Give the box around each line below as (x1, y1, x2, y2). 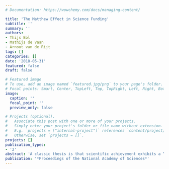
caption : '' (10, 96, 35, 101)
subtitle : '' (5, 21, 33, 26)
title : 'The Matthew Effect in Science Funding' (5, 16, 109, 22)
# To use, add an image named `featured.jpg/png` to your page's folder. (5, 81, 163, 87)
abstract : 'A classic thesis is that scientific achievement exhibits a (5, 151, 161, 156)
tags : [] (5, 49, 24, 54)
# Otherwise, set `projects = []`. (5, 133, 84, 138)
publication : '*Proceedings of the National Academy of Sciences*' (5, 156, 150, 161)
